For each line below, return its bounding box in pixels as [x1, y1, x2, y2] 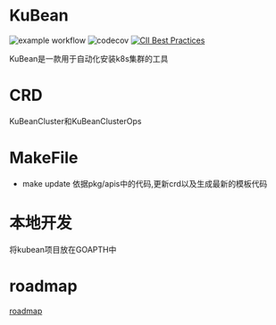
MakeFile [9, 148, 79, 168]
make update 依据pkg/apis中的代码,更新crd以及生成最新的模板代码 [21, 178, 268, 188]
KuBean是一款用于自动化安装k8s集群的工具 [9, 53, 169, 63]
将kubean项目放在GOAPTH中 [9, 244, 117, 254]
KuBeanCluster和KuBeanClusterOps [9, 115, 142, 126]
